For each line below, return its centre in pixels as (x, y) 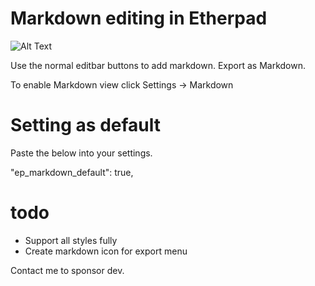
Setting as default (85, 125)
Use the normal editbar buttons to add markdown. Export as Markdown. (158, 65)
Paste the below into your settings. (81, 153)
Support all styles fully (71, 240)
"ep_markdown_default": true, (72, 172)
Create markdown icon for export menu (106, 251)
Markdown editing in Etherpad (139, 18)
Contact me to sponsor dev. (67, 270)
